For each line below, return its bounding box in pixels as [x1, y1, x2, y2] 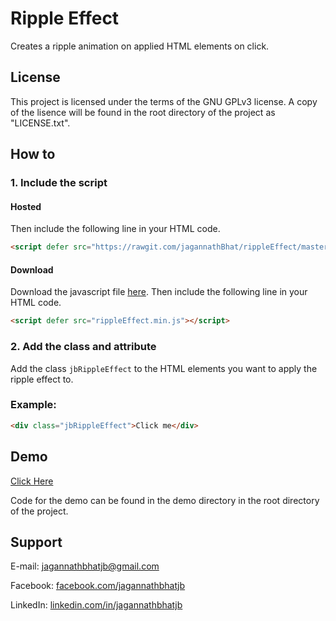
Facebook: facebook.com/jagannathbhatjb [10, 580, 186, 592]
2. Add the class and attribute [10, 340, 157, 354]
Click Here [10, 475, 54, 487]
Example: [10, 398, 57, 412]
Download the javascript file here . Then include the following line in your [10, 286, 308, 298]
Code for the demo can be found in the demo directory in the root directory [10, 494, 320, 506]
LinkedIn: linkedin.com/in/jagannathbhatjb [10, 599, 183, 611]
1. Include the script [10, 176, 108, 190]
